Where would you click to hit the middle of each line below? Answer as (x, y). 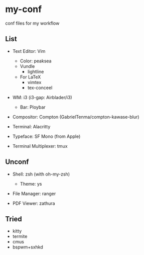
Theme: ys (31, 184)
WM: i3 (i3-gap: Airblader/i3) (42, 97)
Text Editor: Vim (29, 51)
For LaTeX (30, 77)
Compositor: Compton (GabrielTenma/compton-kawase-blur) (76, 117)
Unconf (17, 162)
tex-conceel (40, 88)
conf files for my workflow (32, 23)
